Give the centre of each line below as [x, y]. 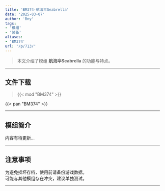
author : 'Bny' [20, 19]
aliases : [14, 37]
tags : [11, 23]
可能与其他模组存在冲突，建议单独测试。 [46, 178]
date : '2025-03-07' [25, 14]
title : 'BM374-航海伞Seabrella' [37, 10]
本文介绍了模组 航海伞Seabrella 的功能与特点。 [65, 61]
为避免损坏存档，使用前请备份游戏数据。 [46, 172]
